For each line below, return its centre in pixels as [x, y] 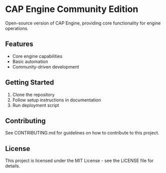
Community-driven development [46, 66]
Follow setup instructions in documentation [57, 100]
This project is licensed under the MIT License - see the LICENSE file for [79, 160]
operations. [17, 28]
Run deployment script [36, 105]
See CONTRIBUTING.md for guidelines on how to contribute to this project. [82, 133]
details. [13, 166]
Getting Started [30, 83]
